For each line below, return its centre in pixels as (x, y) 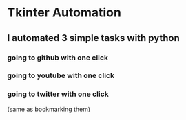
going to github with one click (58, 58)
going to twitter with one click (58, 94)
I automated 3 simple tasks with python (94, 38)
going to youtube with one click (61, 75)
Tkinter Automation (64, 13)
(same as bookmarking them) (49, 109)
